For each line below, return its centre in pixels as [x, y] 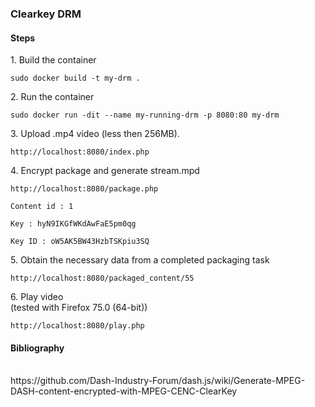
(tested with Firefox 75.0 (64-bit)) [79, 308]
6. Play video [37, 297]
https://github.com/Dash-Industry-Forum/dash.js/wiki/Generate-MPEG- [158, 381]
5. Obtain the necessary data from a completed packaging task [140, 260]
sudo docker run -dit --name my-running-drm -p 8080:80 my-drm [145, 115]
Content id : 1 [42, 207]
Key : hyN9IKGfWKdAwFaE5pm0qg [73, 224]
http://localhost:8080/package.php [84, 189]
